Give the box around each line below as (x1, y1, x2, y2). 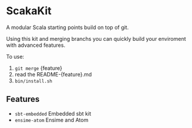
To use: (6, 53, 25, 60)
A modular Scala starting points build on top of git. (6, 24, 129, 31)
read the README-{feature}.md (14, 71, 92, 78)
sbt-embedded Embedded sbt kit (14, 110, 92, 117)
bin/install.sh (14, 78, 53, 84)
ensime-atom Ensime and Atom (14, 116, 89, 123)
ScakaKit (6, 4, 52, 18)
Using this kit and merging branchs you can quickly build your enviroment (6, 35, 187, 42)
